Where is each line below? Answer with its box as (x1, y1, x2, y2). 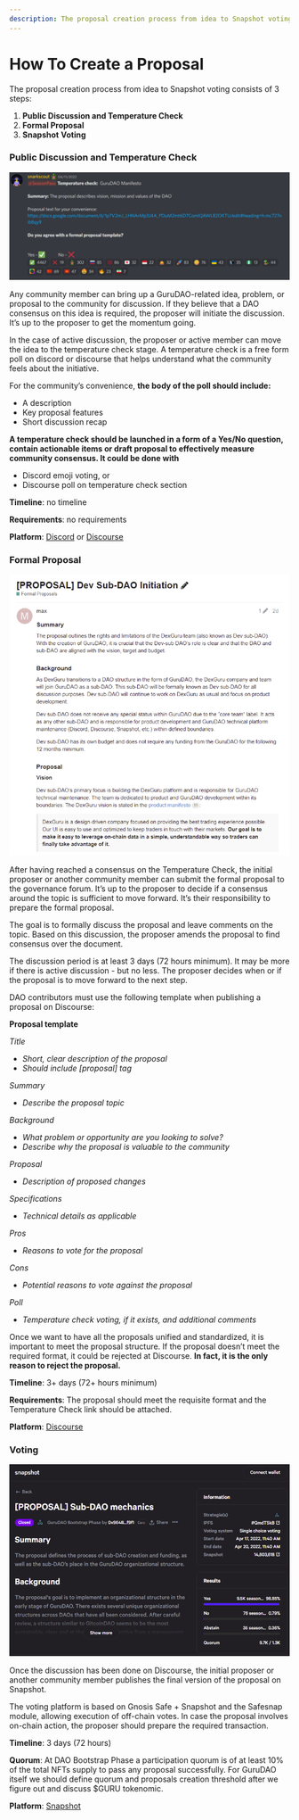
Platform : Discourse (9, 1421, 84, 1432)
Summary (9, 1080, 45, 1091)
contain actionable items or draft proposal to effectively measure (9, 443, 255, 454)
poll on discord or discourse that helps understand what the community (9, 353, 271, 364)
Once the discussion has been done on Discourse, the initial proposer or (9, 1665, 274, 1676)
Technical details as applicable (21, 1211, 137, 1221)
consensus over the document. (9, 939, 124, 949)
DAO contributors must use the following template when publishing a (9, 992, 261, 1003)
